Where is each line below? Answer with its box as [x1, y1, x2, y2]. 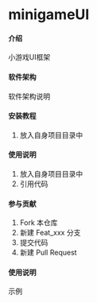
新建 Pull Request [19, 248, 77, 258]
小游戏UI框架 [8, 52, 51, 62]
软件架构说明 [8, 91, 50, 101]
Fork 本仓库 [19, 218, 58, 227]
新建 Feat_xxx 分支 [19, 228, 81, 238]
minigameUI [8, 6, 90, 24]
